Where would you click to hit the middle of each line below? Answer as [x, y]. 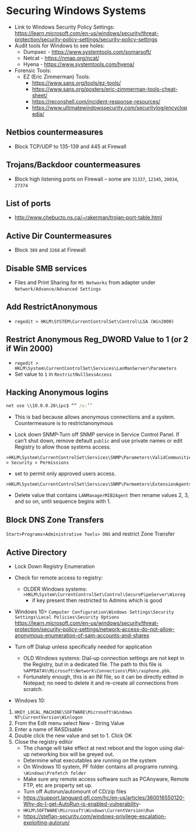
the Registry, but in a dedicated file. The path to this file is [92, 664]
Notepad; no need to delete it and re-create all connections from [101, 683]
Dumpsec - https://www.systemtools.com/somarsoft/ [87, 51]
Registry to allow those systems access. [63, 447]
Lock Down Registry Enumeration [55, 566]
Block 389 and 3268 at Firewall [50, 250]
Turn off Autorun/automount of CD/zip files [75, 791]
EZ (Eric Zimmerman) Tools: [57, 77]
